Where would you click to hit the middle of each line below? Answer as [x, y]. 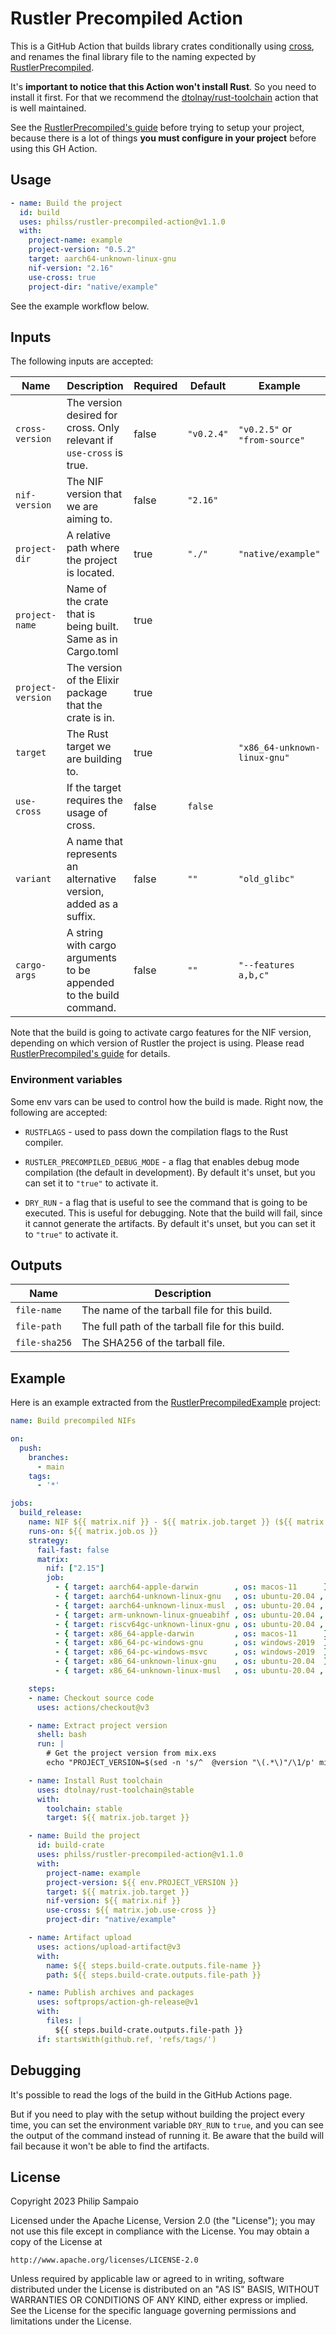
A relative [89, 535]
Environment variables [66, 1080]
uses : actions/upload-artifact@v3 [109, 1947]
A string [84, 933]
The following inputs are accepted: [82, 361]
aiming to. [89, 519]
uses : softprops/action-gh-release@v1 [117, 2002]
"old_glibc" [266, 879]
